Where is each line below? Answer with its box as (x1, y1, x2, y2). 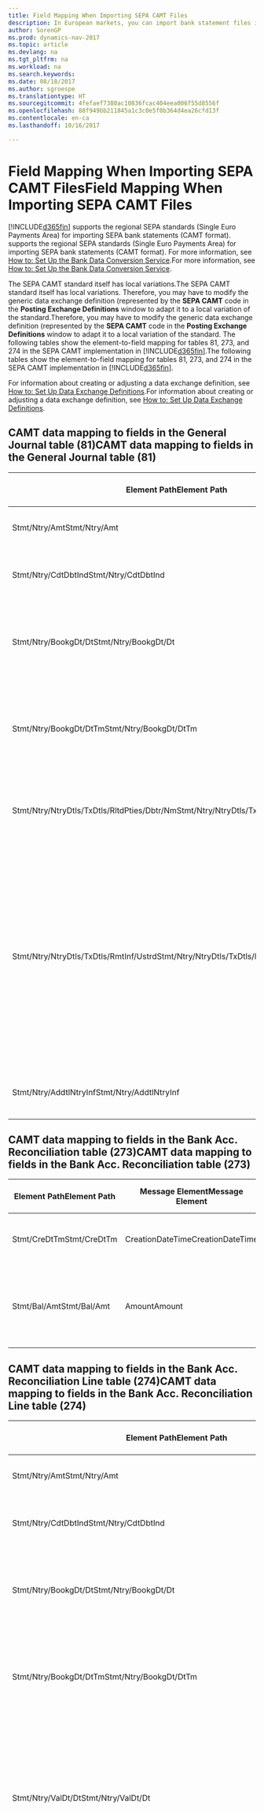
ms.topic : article (8, 41, 68, 49)
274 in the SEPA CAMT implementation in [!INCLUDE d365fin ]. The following (8, 346, 251, 356)
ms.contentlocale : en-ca (8, 114, 90, 122)
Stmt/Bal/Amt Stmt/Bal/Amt (12, 1301, 111, 1312)
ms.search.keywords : (8, 70, 76, 78)
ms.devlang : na (8, 48, 58, 56)
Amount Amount (124, 1301, 183, 1312)
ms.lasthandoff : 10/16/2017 (8, 121, 101, 129)
